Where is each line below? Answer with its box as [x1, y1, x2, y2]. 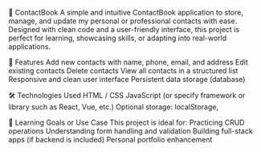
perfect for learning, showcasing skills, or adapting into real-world [8, 33, 227, 43]
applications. [8, 42, 51, 51]
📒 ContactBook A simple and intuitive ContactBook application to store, [8, 8, 243, 17]
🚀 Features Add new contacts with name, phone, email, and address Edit [8, 57, 249, 67]
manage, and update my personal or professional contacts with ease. [8, 16, 238, 26]
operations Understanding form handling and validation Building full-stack [8, 126, 253, 136]
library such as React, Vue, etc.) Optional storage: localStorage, [8, 102, 219, 112]
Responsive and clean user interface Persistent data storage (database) [8, 75, 246, 84]
